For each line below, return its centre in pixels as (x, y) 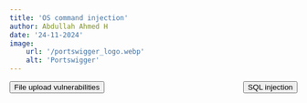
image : (22, 43)
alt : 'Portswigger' (63, 60)
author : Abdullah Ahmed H (58, 26)
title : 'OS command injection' (69, 18)
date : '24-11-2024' (47, 35)
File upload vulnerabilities (57, 88)
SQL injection (270, 88)
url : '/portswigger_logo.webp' (85, 52)
